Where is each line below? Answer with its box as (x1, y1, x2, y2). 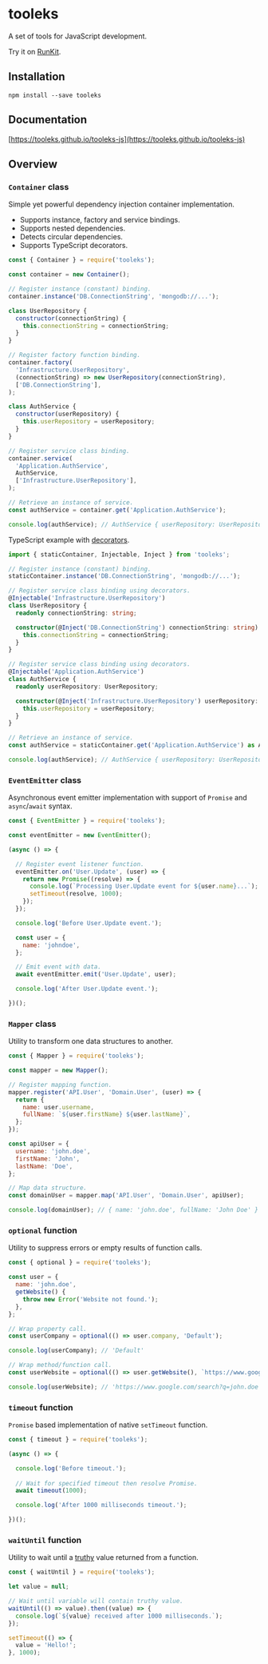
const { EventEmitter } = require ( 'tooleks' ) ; (8, 817, 166, 825)
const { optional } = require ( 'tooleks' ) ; (8, 1258, 152, 1267)
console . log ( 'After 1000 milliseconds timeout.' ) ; (15, 1502, 187, 1510)
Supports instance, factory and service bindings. (19, 215, 181, 225)
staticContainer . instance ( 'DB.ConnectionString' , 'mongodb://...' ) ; (8, 572, 241, 580)
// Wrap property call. (8, 1325, 88, 1333)
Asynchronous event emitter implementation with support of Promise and (8, 793, 247, 803)
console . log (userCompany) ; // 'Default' (8, 1346, 145, 1355)
